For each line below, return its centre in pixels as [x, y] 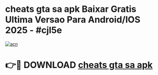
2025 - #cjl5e [34, 30]
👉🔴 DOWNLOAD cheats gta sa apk [79, 65]
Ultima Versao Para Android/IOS [73, 20]
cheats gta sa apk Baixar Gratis [71, 9]
